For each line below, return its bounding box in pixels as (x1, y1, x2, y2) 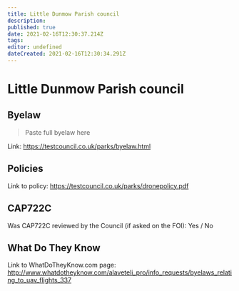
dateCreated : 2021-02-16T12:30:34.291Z (7, 51, 126, 58)
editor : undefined (7, 44, 62, 51)
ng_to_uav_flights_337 (7, 276, 72, 285)
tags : (7, 37, 24, 44)
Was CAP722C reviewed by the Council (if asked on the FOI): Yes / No (7, 221, 214, 230)
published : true (7, 24, 56, 31)
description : (7, 17, 46, 24)
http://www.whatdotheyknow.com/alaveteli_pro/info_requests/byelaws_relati (7, 268, 233, 277)
